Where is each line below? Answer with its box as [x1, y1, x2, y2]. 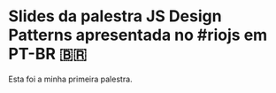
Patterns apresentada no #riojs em [8, 25, 268, 45]
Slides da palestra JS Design [8, 6, 222, 27]
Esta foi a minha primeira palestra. [8, 74, 134, 84]
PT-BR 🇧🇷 [8, 44, 88, 64]
